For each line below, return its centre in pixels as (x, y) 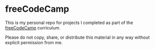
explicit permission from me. (34, 42)
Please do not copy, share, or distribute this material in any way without (77, 37)
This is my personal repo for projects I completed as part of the (69, 23)
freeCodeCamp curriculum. (33, 27)
